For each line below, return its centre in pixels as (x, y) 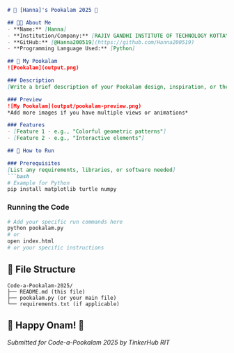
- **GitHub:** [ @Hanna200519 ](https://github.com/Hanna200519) (101, 42)
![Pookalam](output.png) (43, 68)
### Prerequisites (34, 163)
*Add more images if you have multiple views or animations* (98, 113)
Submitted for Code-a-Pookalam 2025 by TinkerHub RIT (89, 342)
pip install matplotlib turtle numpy (62, 189)
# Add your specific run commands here (65, 222)
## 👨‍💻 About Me (29, 22)
